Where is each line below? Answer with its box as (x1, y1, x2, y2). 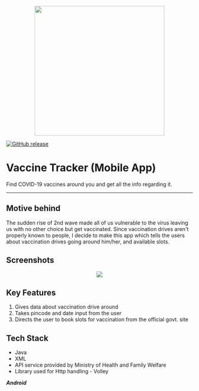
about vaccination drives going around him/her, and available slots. (6, 238, 170, 245)
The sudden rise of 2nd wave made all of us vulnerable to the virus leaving (6, 219, 188, 226)
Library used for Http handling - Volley (14, 368, 108, 375)
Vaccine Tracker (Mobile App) (6, 161, 156, 175)
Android (6, 379, 27, 386)
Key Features (6, 287, 56, 297)
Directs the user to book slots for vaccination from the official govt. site (14, 316, 188, 323)
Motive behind (6, 203, 61, 213)
